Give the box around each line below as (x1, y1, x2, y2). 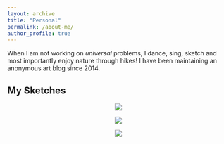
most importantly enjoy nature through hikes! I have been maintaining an (7, 57, 217, 65)
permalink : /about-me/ (7, 23, 74, 30)
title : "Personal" (7, 17, 61, 24)
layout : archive (7, 10, 55, 18)
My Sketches (7, 84, 66, 96)
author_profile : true (7, 30, 71, 37)
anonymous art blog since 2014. (7, 64, 101, 72)
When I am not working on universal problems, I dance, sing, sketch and (7, 49, 217, 58)
